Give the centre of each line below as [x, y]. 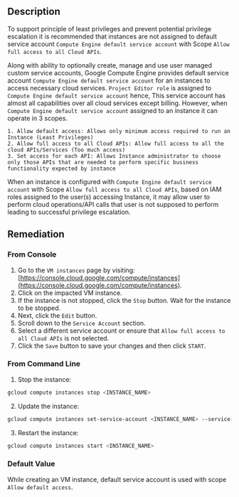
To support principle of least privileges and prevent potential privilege [110, 28]
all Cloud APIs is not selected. [63, 338]
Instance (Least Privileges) [51, 137]
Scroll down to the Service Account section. [81, 323]
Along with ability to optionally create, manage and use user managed [110, 65]
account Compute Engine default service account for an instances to [109, 80]
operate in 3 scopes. [37, 118]
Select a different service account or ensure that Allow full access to [121, 331]
